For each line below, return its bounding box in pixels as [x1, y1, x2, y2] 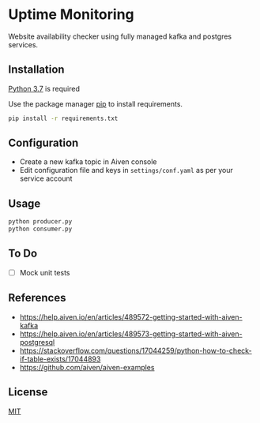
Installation [8, 63, 65, 77]
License [8, 385, 48, 399]
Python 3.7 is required [8, 84, 81, 93]
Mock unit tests [19, 268, 70, 277]
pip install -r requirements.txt [8, 114, 119, 122]
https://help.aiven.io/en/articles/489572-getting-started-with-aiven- [19, 312, 243, 321]
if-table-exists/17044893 [19, 354, 101, 364]
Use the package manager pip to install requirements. [8, 99, 183, 108]
